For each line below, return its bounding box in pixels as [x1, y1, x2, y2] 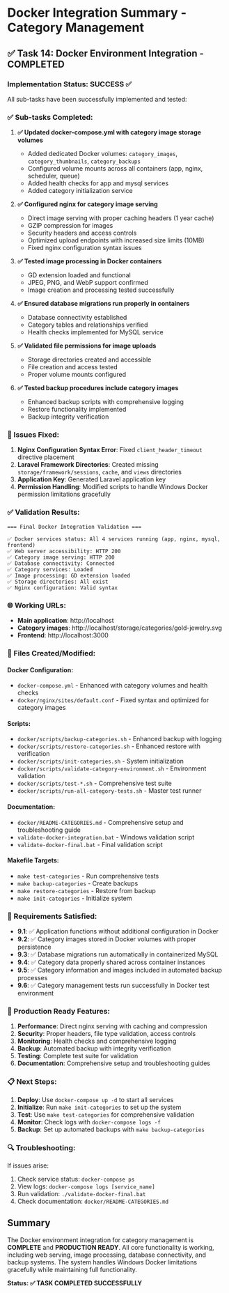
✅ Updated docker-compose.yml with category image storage [17, 128, 202, 137]
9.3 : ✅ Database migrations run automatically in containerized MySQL [17, 950, 219, 959]
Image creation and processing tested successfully [27, 286, 175, 294]
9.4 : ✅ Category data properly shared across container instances [17, 958, 205, 966]
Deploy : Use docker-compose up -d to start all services [17, 1095, 174, 1104]
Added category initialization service [27, 187, 134, 195]
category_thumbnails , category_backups [27, 157, 141, 165]
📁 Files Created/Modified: [7, 648, 96, 658]
